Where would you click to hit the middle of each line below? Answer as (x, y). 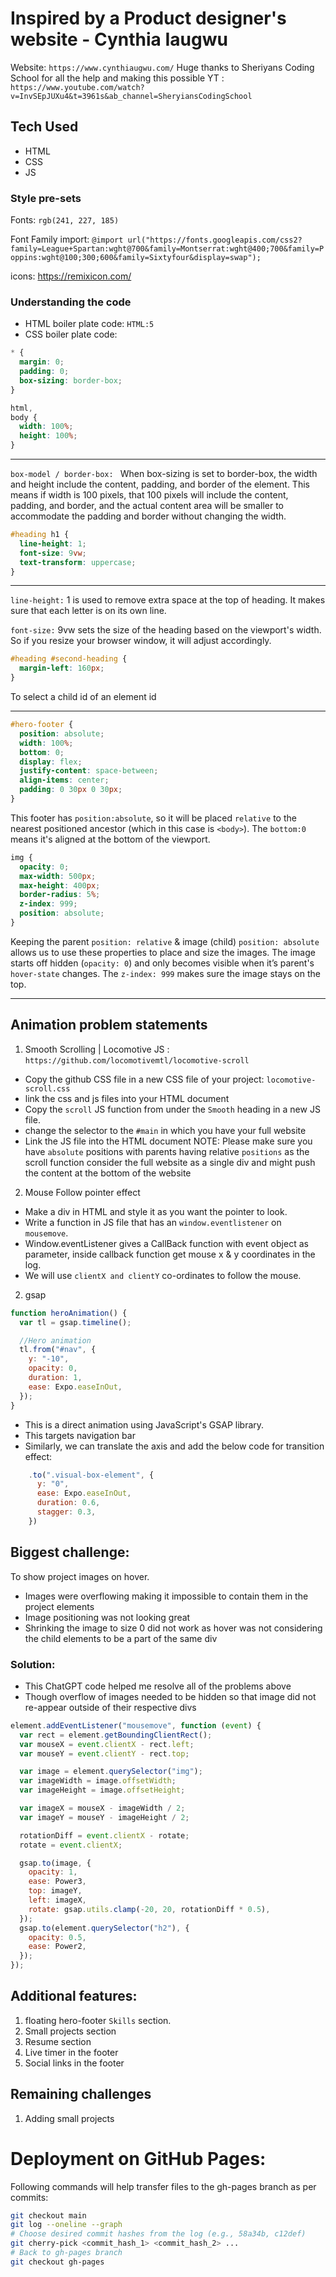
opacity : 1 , (53, 1872)
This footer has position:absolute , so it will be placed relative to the (153, 818)
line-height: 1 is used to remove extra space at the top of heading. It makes (168, 600)
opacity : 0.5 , (57, 1937)
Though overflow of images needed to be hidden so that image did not (170, 1696)
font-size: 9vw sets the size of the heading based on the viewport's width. (166, 630)
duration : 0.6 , (68, 1503)
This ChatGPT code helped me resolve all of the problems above (158, 1686)
